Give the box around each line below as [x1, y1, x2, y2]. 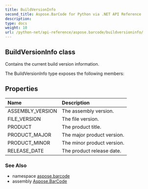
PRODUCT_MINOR [7, 139, 50, 146]
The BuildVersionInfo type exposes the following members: [5, 71, 124, 76]
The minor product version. [62, 139, 124, 146]
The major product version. [62, 131, 124, 138]
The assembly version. [62, 107, 114, 114]
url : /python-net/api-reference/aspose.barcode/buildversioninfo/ [5, 30, 144, 35]
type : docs [5, 21, 27, 26]
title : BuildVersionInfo [5, 7, 56, 12]
